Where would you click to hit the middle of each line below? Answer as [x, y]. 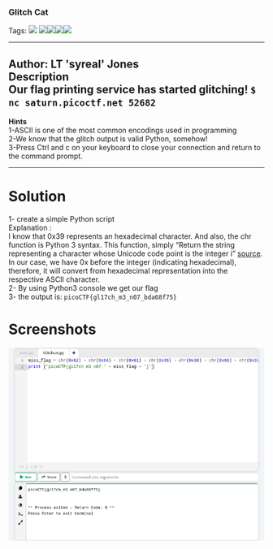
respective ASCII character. [54, 279]
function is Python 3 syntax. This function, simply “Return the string [122, 245]
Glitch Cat [28, 12]
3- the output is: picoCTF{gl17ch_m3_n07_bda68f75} [93, 297]
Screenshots [52, 329]
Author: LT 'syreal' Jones [74, 64]
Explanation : [30, 228]
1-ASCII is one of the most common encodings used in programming [123, 130]
